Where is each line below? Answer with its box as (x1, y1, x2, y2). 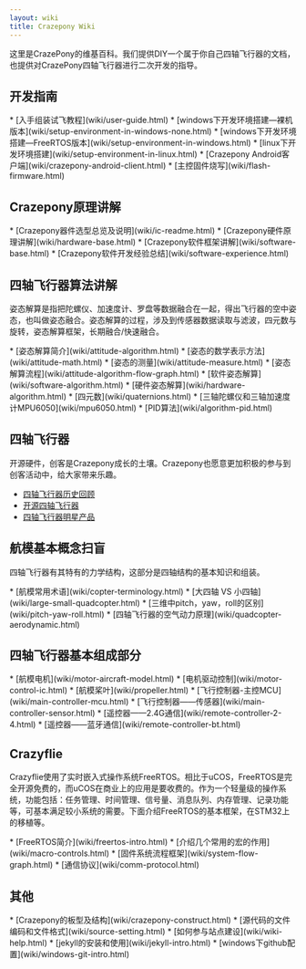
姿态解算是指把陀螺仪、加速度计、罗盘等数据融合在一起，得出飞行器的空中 (9, 303, 289, 314)
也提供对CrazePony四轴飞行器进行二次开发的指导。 (9, 59, 203, 70)
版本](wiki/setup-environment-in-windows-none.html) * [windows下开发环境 (9, 126, 297, 137)
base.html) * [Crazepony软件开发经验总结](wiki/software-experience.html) (9, 248, 290, 259)
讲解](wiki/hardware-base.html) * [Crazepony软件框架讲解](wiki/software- (16, 236, 297, 247)
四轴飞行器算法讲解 (9, 277, 117, 293)
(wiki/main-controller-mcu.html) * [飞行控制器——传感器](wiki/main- (9, 696, 266, 707)
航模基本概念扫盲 (9, 540, 106, 557)
